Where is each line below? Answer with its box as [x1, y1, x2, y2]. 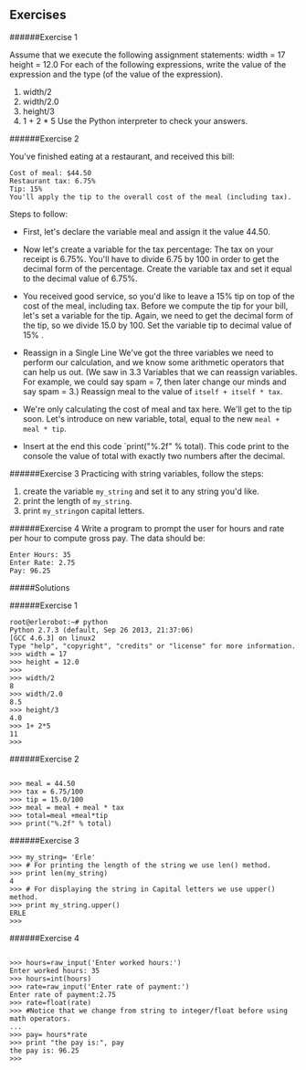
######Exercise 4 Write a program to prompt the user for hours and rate [9, 522, 285, 533]
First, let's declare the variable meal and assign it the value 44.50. [22, 226, 271, 236]
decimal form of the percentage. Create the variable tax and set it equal [22, 263, 292, 274]
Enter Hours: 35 [9, 550, 71, 560]
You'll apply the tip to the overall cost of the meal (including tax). [9, 192, 292, 202]
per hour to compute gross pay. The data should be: [9, 532, 206, 543]
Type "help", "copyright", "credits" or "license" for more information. [9, 641, 297, 651]
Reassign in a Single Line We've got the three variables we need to [22, 347, 274, 358]
